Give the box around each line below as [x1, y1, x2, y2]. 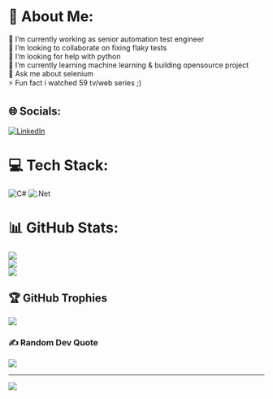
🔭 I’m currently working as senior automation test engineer [8, 34, 205, 44]
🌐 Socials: [8, 105, 62, 119]
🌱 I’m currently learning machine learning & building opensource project [8, 60, 249, 70]
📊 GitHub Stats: [8, 219, 119, 236]
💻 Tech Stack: [8, 156, 109, 174]
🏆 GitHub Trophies [8, 292, 108, 306]
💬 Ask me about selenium [8, 68, 94, 78]
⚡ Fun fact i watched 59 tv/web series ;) [8, 77, 142, 88]
